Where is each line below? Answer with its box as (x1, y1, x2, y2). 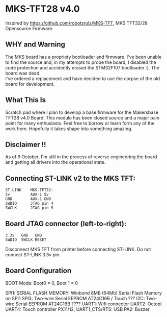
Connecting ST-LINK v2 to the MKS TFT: (5, 174, 136, 183)
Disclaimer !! (5, 140, 46, 149)
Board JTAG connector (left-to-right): (5, 219, 127, 228)
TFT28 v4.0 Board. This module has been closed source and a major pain (5, 114, 159, 120)
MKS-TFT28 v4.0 (5, 3, 80, 15)
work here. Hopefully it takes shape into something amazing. (5, 126, 133, 132)
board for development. (5, 81, 55, 87)
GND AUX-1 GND (5, 197, 51, 202)
